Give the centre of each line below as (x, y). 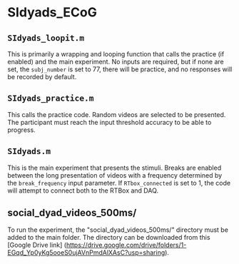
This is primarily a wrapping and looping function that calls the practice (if (116, 54)
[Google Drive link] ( (37, 245)
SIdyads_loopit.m (46, 38)
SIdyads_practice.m (51, 98)
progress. (21, 130)
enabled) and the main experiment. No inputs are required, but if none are (116, 62)
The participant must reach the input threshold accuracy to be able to (110, 122)
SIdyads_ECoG (52, 12)
